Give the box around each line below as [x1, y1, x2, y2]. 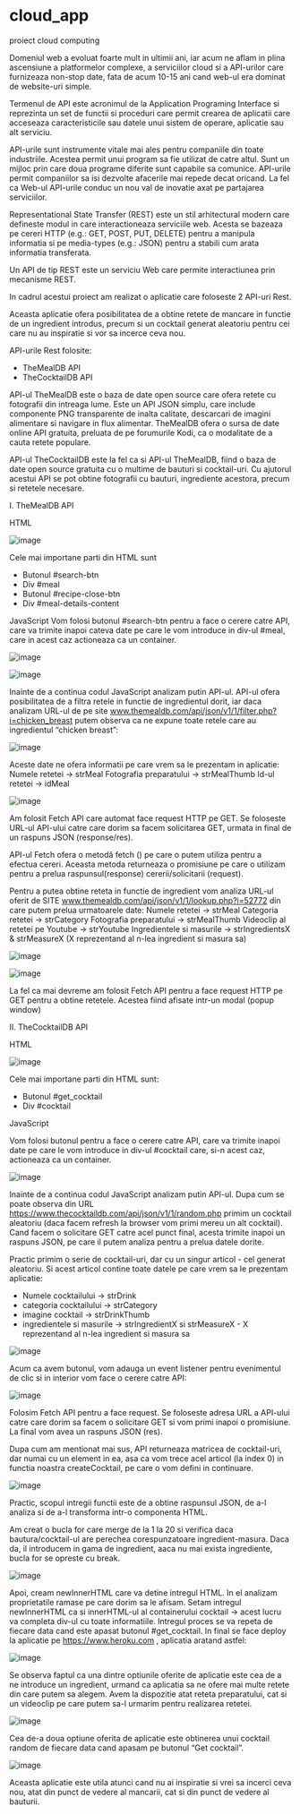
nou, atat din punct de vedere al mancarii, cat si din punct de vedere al [9, 1786, 270, 1797]
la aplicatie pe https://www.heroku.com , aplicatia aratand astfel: [9, 1635, 247, 1646]
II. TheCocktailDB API [9, 1022, 89, 1032]
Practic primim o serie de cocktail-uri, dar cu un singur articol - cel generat [9, 1254, 286, 1264]
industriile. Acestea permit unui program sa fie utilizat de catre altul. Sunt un [9, 153, 290, 164]
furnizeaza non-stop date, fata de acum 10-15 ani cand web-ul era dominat [9, 71, 286, 81]
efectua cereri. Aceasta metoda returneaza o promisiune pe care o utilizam [9, 859, 287, 869]
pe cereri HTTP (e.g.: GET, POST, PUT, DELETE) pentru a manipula [9, 227, 255, 238]
